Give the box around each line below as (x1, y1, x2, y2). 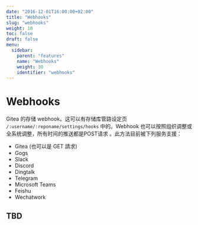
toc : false (6, 31, 33, 37)
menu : (6, 42, 20, 48)
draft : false (6, 36, 38, 42)
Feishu (14, 188, 31, 195)
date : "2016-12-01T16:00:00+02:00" (6, 8, 94, 15)
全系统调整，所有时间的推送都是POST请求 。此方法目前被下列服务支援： (6, 130, 182, 137)
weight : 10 (6, 25, 33, 31)
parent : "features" (17, 53, 65, 59)
